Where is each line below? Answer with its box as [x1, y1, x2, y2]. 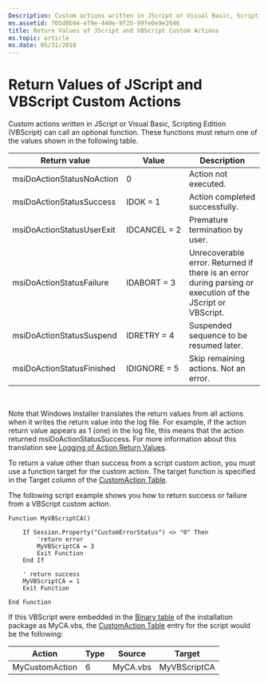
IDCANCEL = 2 [126, 224, 182, 235]
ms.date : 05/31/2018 [8, 41, 77, 49]
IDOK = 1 [126, 196, 161, 207]
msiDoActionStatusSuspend [12, 330, 117, 341]
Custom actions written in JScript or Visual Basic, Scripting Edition [8, 119, 227, 128]
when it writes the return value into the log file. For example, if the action [8, 417, 247, 427]
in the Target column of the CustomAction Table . [8, 476, 168, 485]
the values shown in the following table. [8, 136, 139, 146]
